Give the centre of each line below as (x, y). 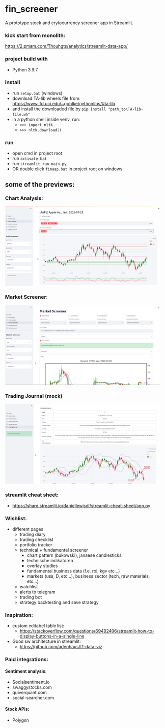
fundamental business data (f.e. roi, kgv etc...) (73, 571)
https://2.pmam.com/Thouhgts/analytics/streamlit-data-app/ (66, 46)
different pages (28, 529)
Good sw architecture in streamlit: (46, 641)
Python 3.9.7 (25, 69)
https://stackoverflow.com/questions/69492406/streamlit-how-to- (87, 631)
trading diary (32, 534)
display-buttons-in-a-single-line (52, 636)
